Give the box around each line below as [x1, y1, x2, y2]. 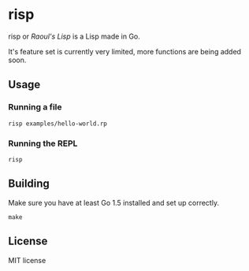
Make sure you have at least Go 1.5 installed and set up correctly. [8, 198, 219, 207]
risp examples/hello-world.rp [8, 120, 108, 128]
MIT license [8, 255, 46, 265]
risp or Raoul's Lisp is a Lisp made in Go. [8, 32, 140, 41]
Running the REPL [8, 138, 78, 149]
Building [8, 177, 50, 191]
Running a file [8, 102, 62, 113]
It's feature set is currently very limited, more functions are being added [8, 46, 242, 56]
